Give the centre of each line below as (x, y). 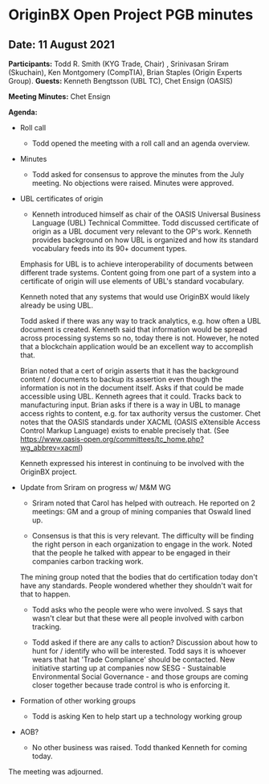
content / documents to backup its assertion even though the (121, 379)
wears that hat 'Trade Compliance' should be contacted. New (133, 659)
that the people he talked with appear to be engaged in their (131, 553)
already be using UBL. (57, 305)
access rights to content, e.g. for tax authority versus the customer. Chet (140, 413)
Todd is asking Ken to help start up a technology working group (137, 716)
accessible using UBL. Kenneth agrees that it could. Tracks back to (131, 396)
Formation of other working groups (78, 701)
